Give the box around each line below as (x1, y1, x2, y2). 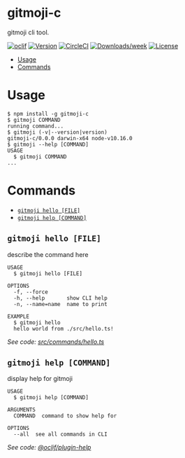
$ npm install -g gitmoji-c (7, 110, 89, 117)
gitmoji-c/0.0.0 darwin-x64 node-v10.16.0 (7, 134, 133, 141)
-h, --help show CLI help (13, 294, 108, 302)
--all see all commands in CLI (13, 431, 108, 438)
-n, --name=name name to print (13, 300, 108, 307)
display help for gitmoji (7, 375, 73, 383)
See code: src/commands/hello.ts (7, 338, 105, 346)
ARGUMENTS (7, 406, 36, 414)
